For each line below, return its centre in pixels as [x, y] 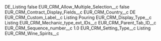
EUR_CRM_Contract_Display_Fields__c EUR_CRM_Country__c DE [70, 12]
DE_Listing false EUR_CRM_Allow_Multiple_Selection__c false [67, 7]
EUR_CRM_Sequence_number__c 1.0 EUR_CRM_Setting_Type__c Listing [78, 28]
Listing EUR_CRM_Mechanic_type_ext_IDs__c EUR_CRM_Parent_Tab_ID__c [80, 23]
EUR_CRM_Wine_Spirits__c [32, 33]
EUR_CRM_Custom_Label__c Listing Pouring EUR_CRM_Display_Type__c [78, 17]
